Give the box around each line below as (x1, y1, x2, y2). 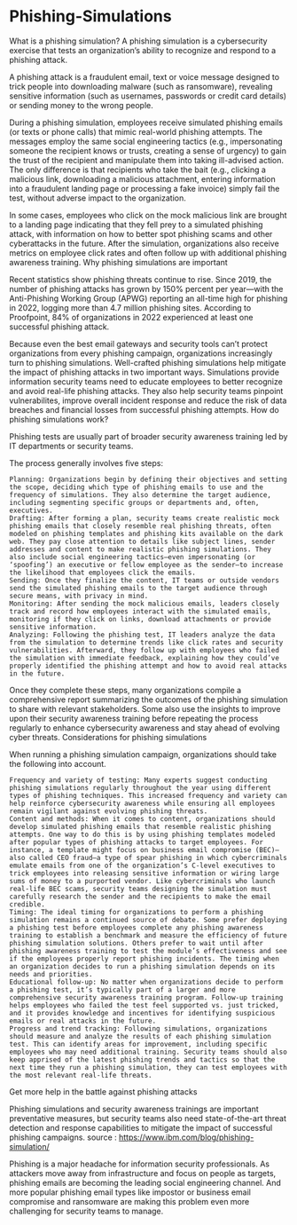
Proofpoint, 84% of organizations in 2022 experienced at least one (9, 312, 254, 322)
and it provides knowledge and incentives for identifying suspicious (9, 1008, 276, 1017)
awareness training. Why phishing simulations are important (9, 257, 228, 267)
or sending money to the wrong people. (9, 99, 153, 110)
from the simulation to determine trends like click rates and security (9, 637, 284, 647)
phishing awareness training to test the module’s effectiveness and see (9, 946, 288, 955)
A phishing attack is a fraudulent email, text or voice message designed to (9, 71, 280, 82)
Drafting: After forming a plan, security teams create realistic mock (9, 513, 279, 523)
